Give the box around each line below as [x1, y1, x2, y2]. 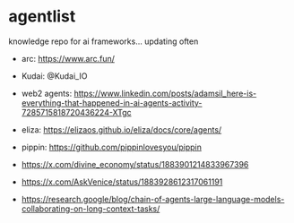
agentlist [8, 6, 76, 27]
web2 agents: [21, 88, 73, 99]
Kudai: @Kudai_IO [21, 70, 88, 81]
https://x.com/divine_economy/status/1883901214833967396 [21, 159, 249, 169]
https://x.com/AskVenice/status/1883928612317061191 [21, 176, 223, 187]
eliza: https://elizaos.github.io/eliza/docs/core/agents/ [21, 124, 222, 135]
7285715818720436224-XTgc [21, 107, 132, 117]
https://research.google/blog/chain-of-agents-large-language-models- [21, 193, 285, 204]
